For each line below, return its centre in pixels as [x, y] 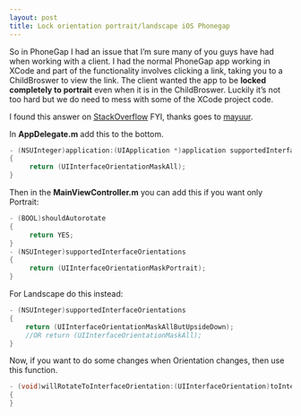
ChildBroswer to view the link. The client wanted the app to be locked [138, 80]
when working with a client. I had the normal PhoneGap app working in [140, 61]
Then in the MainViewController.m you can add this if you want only [136, 192]
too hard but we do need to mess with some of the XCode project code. [142, 99]
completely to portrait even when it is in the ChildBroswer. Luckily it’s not [145, 90]
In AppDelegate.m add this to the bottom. [86, 134]
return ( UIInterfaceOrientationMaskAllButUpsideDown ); [130, 327]
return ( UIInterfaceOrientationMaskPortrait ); [117, 269]
